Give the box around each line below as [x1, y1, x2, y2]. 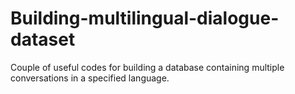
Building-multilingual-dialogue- [10, 7, 280, 30]
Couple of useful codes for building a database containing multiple [10, 61, 285, 73]
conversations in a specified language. [10, 72, 170, 84]
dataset [10, 28, 76, 51]
